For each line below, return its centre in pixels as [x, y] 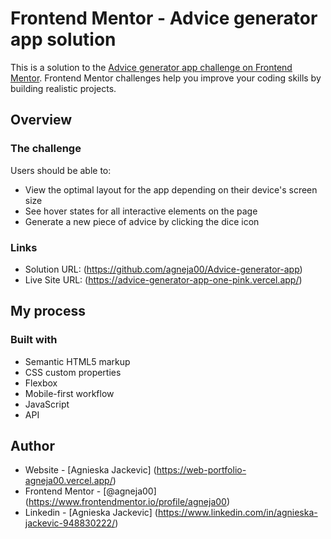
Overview [41, 120]
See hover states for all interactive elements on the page [141, 211]
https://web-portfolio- [201, 470]
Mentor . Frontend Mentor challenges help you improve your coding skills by [166, 78]
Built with [34, 340]
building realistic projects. [63, 88]
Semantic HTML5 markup [77, 361]
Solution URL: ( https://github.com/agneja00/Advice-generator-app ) [163, 269]
